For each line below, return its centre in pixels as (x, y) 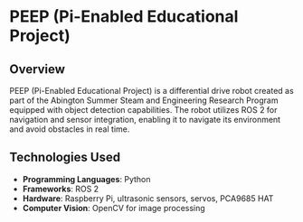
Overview (38, 69)
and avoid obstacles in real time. (70, 129)
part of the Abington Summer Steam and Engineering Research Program (144, 100)
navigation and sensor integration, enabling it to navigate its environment (145, 120)
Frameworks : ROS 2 (61, 189)
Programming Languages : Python (86, 179)
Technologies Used (65, 157)
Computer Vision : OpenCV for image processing (114, 208)
